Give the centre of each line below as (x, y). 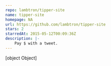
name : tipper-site (25, 15)
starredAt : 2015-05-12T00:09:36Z (41, 34)
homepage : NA (19, 19)
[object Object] (21, 58)
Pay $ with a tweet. (36, 43)
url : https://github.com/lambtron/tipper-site (55, 24)
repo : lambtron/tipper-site (35, 10)
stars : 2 (15, 29)
